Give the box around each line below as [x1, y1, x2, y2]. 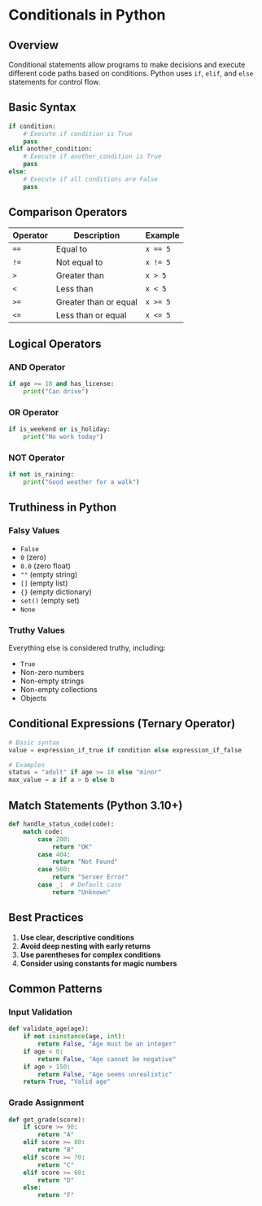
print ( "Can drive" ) [23, 388, 90, 396]
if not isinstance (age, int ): [23, 1033, 126, 1041]
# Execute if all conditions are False [23, 175, 159, 183]
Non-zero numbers [20, 668, 85, 678]
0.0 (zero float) [20, 560, 72, 571]
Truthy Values [8, 625, 65, 636]
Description [73, 230, 120, 241]
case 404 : [37, 850, 71, 858]
